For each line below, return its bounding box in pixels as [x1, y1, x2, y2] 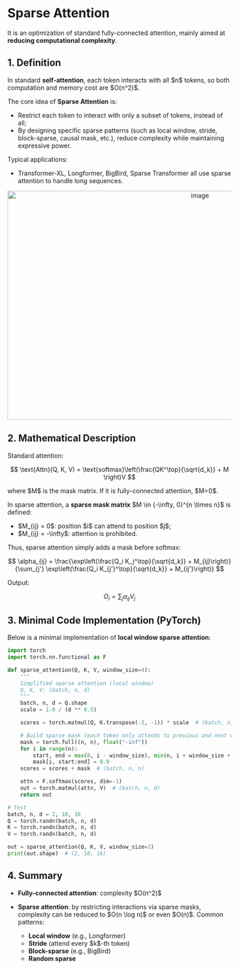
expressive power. [17, 141, 72, 150]
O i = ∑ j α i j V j [103, 592, 136, 602]
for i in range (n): [20, 745, 78, 753]
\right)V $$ [103, 473, 136, 481]
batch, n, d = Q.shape [20, 700, 87, 707]
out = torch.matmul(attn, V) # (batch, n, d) [20, 785, 161, 792]
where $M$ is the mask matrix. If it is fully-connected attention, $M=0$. [7, 486, 218, 495]
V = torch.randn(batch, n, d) [7, 830, 97, 838]
